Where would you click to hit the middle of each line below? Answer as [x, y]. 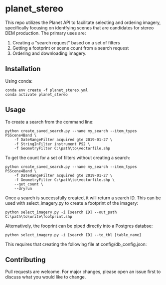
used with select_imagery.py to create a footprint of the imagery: [72, 203]
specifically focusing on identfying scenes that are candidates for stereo [80, 27]
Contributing [25, 260]
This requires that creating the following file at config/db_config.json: [76, 244]
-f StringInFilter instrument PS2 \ [52, 144]
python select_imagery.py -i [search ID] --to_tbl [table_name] [73, 235]
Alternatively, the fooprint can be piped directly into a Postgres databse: [79, 226]
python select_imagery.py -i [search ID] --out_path [61, 212]
